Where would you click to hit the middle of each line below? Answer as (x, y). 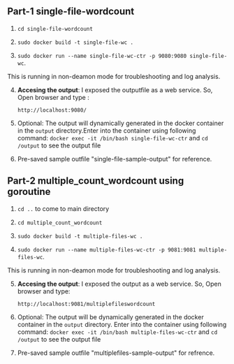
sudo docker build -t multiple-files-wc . (80, 236)
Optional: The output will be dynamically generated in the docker (110, 316)
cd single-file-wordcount (55, 29)
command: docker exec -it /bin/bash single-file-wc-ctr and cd (112, 138)
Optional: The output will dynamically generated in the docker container (120, 123)
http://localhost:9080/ (52, 110)
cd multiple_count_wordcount (60, 223)
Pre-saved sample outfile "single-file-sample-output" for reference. (115, 159)
